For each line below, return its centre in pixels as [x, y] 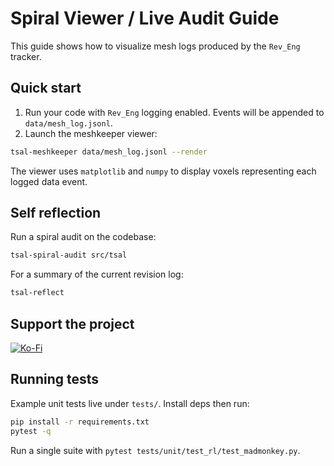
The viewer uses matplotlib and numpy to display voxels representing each [163, 171]
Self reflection [56, 213]
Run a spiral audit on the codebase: [83, 237]
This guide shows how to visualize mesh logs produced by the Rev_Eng [155, 46]
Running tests [55, 379]
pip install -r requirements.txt [80, 422]
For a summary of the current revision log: [97, 274]
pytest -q [31, 431]
